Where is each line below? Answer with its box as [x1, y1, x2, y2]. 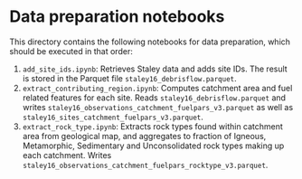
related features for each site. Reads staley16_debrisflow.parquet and [22, 92, 287, 103]
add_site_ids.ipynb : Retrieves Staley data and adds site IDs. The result [22, 63, 288, 74]
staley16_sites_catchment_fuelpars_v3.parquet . [22, 111, 203, 122]
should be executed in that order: [9, 45, 133, 56]
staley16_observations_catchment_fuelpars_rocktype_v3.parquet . [22, 159, 269, 170]
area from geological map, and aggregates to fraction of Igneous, [22, 130, 267, 141]
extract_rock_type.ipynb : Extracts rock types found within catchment [22, 120, 283, 132]
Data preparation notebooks [9, 6, 225, 27]
